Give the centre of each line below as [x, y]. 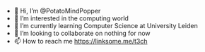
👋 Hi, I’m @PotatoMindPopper [57, 11]
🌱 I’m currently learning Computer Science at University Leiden [106, 26]
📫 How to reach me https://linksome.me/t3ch [81, 41]
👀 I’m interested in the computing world [71, 18]
